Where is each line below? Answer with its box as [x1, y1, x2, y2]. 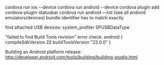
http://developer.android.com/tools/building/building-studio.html [5, 54, 138, 60]
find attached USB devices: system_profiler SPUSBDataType [5, 24, 130, 30]
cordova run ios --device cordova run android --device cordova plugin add [5, 4, 159, 10]
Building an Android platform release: [5, 49, 82, 55]
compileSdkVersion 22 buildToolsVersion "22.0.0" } [5, 39, 111, 45]
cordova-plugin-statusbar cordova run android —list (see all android [5, 9, 146, 15]
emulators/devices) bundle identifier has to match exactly [5, 15, 124, 20]
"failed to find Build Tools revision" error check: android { [5, 34, 123, 40]
